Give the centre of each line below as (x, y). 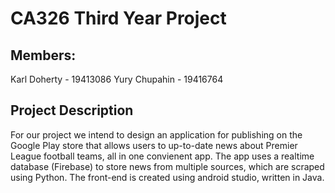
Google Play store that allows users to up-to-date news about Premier (154, 145)
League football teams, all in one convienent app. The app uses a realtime (162, 156)
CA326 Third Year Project (118, 18)
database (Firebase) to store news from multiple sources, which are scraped (167, 166)
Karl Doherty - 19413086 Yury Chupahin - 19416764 (117, 79)
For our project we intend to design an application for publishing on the (156, 134)
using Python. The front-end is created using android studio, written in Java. (167, 177)
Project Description (72, 110)
